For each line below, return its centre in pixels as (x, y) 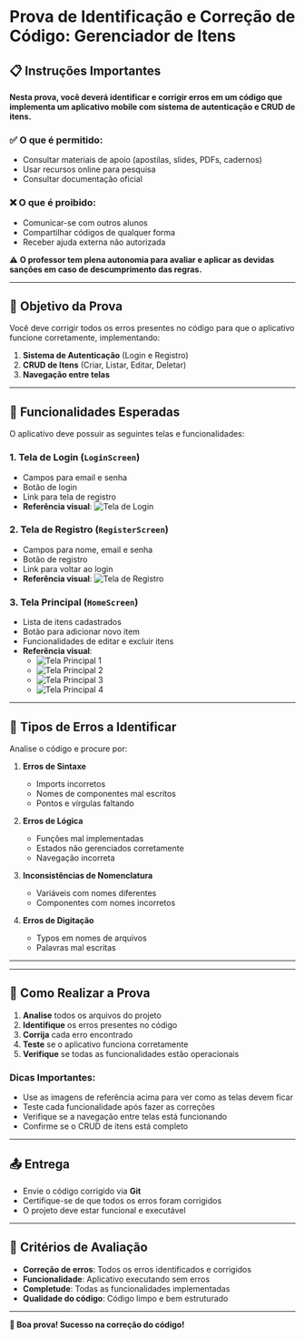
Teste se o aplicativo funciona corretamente (105, 1044)
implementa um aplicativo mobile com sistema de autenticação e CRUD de (152, 107)
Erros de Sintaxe (54, 766)
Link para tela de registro (69, 497)
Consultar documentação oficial (83, 179)
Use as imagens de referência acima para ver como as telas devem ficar (157, 1097)
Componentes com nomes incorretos (106, 902)
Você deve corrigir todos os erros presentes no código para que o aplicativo (152, 328)
